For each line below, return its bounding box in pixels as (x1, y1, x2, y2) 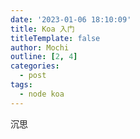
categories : (10, 61, 60, 71)
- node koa (19, 89, 65, 99)
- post (19, 71, 47, 81)
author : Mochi (10, 42, 70, 53)
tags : (10, 80, 33, 90)
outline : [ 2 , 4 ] (10, 52, 78, 62)
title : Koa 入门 (10, 24, 75, 34)
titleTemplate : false (10, 33, 101, 43)
